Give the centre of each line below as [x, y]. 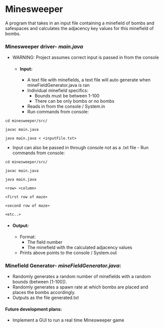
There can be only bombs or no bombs [75, 101]
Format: [28, 237]
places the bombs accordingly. [44, 292]
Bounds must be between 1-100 [67, 96]
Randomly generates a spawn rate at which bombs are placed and [80, 287]
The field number [45, 242]
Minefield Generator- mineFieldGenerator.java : [63, 266]
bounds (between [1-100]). [40, 282]
